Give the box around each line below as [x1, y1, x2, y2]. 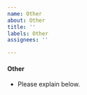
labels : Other [7, 30, 49, 37]
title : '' [7, 23, 36, 30]
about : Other [7, 17, 46, 24]
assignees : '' [7, 37, 49, 44]
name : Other [7, 10, 42, 18]
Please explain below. [17, 80, 81, 89]
